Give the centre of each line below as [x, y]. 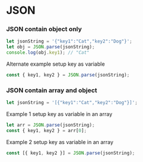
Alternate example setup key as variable [56, 64]
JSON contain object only [44, 29]
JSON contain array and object [52, 90]
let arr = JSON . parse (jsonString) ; [51, 125]
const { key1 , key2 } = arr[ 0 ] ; [46, 131]
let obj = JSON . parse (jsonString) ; [51, 47]
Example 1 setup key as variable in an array [59, 114]
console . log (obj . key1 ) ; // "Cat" [48, 53]
